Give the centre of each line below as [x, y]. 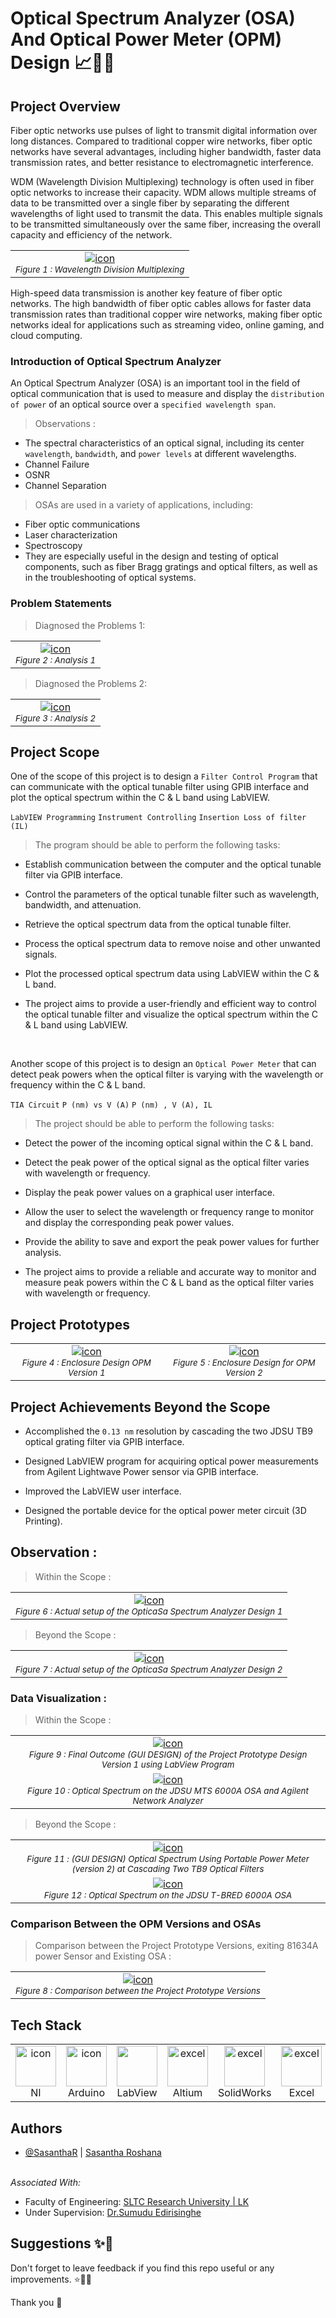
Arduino [86, 2093]
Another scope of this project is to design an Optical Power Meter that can [163, 1064]
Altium [187, 2093]
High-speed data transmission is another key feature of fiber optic [146, 293]
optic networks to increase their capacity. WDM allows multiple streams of [163, 192]
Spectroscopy [53, 546]
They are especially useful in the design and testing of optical [151, 556]
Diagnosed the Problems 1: [90, 625]
